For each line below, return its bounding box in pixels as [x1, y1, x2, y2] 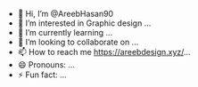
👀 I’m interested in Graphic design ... [17, 18, 152, 28]
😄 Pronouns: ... [17, 59, 76, 70]
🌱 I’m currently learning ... [17, 28, 113, 37]
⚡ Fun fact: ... [17, 69, 67, 80]
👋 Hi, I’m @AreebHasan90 [17, 9, 114, 19]
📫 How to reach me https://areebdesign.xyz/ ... [17, 47, 191, 57]
